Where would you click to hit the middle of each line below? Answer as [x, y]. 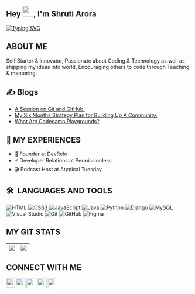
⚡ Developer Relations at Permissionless [63, 161]
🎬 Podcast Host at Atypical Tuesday [58, 170]
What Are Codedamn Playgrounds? [57, 122]
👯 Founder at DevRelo [41, 154]
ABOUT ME [27, 46]
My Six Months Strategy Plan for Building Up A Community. [86, 115]
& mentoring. [22, 73]
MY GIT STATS [33, 232]
